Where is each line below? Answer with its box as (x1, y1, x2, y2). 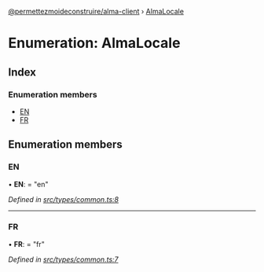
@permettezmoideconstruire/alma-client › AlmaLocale (8, 7, 185, 16)
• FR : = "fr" (8, 239, 45, 248)
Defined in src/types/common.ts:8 (8, 194, 119, 204)
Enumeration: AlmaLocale (8, 35, 181, 52)
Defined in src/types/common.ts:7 (8, 255, 119, 264)
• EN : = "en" (8, 179, 49, 189)
